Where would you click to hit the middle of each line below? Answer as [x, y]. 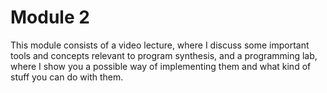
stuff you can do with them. [67, 77]
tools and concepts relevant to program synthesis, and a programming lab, [164, 55]
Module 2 [50, 17]
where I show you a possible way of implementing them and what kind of [161, 66]
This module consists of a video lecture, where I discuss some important [160, 45]
